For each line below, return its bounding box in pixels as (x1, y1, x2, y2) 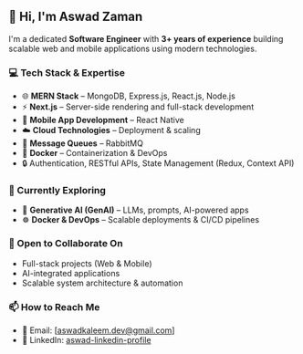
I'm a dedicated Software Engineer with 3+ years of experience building (8, 33, 284, 44)
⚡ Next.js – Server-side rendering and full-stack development (21, 101, 255, 112)
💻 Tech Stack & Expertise (8, 66, 125, 78)
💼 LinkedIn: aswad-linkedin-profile (21, 335, 151, 345)
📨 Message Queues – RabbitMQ (21, 138, 143, 149)
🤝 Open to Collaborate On (8, 237, 124, 250)
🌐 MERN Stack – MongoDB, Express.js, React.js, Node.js (21, 90, 236, 101)
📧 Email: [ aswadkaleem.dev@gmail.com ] (21, 325, 175, 336)
